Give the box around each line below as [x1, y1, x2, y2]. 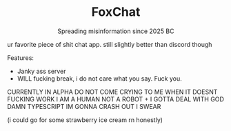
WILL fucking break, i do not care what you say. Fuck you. [17, 74, 183, 83]
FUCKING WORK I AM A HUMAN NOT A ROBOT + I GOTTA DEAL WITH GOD [7, 94, 224, 103]
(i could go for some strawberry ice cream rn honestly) [7, 115, 163, 124]
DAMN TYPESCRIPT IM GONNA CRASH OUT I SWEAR [7, 102, 161, 110]
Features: [7, 53, 34, 62]
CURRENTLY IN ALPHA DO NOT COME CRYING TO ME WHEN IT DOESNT [7, 88, 218, 96]
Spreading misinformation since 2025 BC [57, 27, 174, 35]
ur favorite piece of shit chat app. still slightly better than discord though [7, 40, 212, 48]
